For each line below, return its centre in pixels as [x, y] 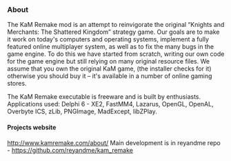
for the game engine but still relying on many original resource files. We [109, 61]
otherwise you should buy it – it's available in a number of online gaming [110, 76]
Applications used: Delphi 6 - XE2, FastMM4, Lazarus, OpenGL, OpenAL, [110, 104]
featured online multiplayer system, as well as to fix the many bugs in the [111, 47]
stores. [17, 84]
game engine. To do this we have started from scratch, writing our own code [116, 54]
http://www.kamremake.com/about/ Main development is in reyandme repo [114, 142]
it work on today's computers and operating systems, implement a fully [108, 39]
